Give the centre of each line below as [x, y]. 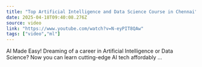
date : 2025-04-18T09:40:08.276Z [47, 17]
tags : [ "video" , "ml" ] [33, 34]
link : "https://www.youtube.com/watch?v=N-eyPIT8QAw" [75, 28]
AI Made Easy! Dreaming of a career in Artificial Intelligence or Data [90, 51]
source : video [24, 23]
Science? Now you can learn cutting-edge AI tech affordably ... [84, 57]
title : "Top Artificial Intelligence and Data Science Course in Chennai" [102, 12]
